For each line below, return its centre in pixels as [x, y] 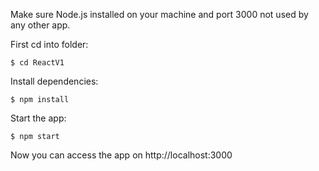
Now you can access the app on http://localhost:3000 [121, 155]
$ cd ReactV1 [37, 63]
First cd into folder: [49, 44]
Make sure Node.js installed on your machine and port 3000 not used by [159, 14]
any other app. [40, 25]
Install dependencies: [54, 81]
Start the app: [38, 118]
